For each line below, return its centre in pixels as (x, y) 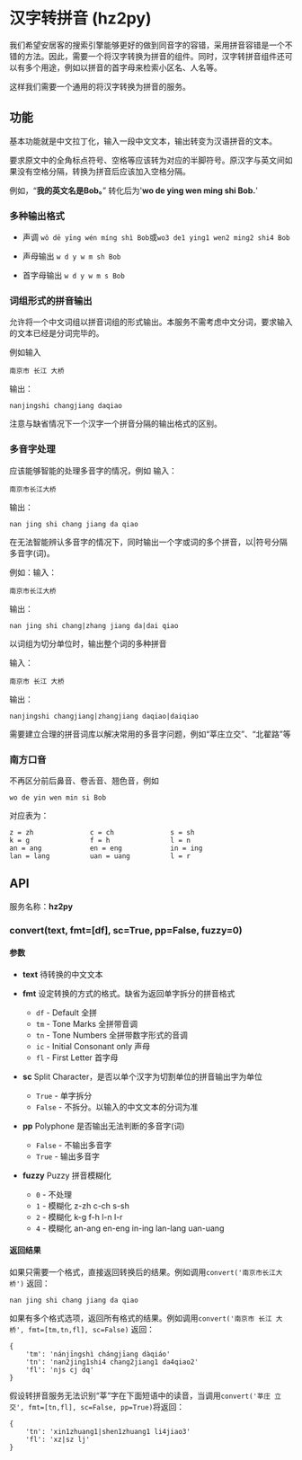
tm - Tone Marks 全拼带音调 (86, 1023)
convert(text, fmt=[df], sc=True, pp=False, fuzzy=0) (126, 930)
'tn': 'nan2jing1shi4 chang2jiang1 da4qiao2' (112, 1362)
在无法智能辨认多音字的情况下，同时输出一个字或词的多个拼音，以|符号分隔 (148, 542)
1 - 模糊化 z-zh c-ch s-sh (83, 1206)
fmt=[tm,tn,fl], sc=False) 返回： (92, 1330)
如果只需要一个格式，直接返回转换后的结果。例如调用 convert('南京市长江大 (146, 1272)
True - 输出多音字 (68, 1156)
